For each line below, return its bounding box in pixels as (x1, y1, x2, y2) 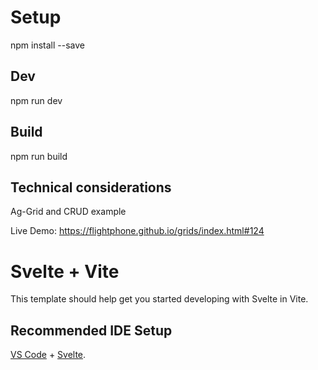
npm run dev (10, 94, 63, 106)
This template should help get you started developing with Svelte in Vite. (10, 293, 309, 305)
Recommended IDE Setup (10, 322, 173, 339)
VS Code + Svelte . (10, 349, 87, 361)
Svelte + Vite (10, 260, 120, 283)
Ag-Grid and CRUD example (10, 206, 127, 218)
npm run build (10, 150, 68, 162)
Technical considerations (10, 179, 172, 196)
